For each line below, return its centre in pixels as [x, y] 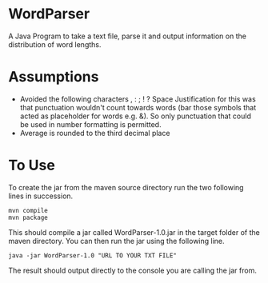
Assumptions [54, 77]
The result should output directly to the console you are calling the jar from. [133, 270]
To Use [32, 165]
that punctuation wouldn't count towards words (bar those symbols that [138, 107]
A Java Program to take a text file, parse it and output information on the [127, 36]
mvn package [28, 217]
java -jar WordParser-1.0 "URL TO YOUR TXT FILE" [93, 255]
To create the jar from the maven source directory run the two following [126, 187]
